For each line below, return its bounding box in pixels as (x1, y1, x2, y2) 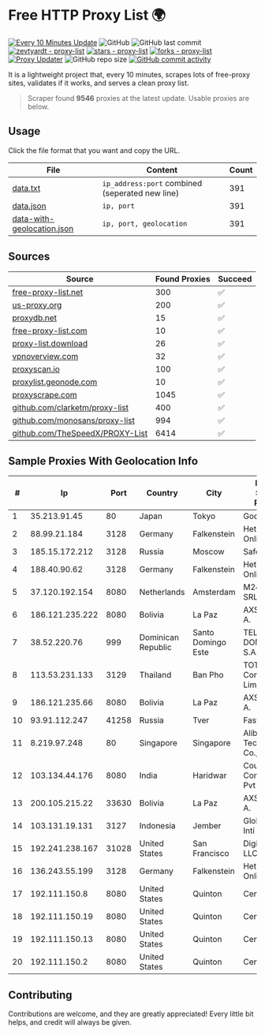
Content (146, 164, 178, 175)
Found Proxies (155, 273, 211, 284)
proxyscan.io (12, 364, 61, 375)
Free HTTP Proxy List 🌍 (8, 6, 166, 24)
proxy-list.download (12, 338, 88, 349)
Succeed (218, 273, 252, 284)
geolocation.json (12, 222, 74, 234)
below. (27, 102, 50, 111)
